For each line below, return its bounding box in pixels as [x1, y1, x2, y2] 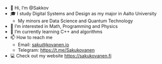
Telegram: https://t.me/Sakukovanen [17, 47, 95, 53]
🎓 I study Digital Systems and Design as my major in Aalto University [10, 11, 157, 16]
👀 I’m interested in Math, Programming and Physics [10, 23, 118, 29]
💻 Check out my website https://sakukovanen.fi [10, 53, 111, 58]
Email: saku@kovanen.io [17, 42, 70, 48]
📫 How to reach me [10, 35, 53, 40]
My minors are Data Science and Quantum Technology [17, 18, 133, 24]
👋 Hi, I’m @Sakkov [10, 5, 49, 11]
